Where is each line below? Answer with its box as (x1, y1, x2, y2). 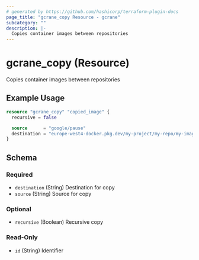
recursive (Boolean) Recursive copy (14, 218, 104, 226)
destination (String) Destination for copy (14, 183, 115, 191)
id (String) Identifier (14, 247, 64, 254)
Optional (6, 205, 31, 213)
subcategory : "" (6, 20, 46, 26)
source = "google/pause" (11, 125, 86, 131)
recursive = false (11, 114, 57, 121)
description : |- (6, 25, 46, 31)
